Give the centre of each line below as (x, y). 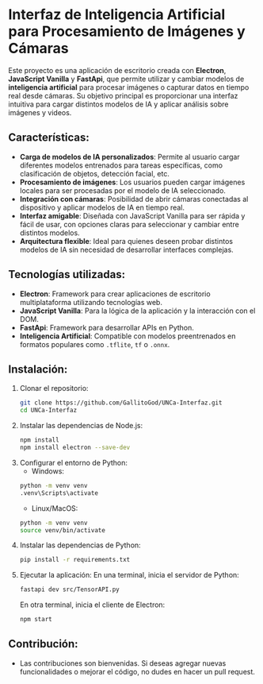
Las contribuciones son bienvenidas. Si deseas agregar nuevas (123, 663)
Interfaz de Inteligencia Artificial (117, 15)
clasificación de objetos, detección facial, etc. (95, 173)
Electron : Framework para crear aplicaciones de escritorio (115, 294)
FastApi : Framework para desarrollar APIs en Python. (107, 327)
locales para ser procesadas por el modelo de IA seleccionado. (122, 190)
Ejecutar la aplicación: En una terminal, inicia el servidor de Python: (129, 575)
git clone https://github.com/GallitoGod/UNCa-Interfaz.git (121, 403)
